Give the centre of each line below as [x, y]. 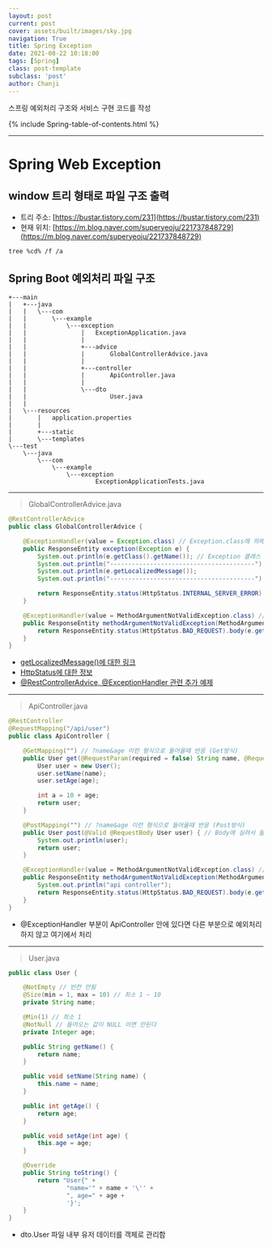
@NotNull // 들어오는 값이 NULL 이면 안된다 [90, 1024]
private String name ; [59, 1002]
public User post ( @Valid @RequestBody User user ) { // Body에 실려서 [139, 832]
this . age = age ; [65, 1143]
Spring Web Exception [85, 164]
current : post [32, 23]
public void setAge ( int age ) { [76, 1136]
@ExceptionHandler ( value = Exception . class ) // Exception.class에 [136, 541]
